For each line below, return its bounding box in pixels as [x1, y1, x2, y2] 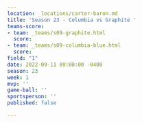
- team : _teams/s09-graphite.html [7, 29, 106, 36]
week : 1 [7, 74, 29, 81]
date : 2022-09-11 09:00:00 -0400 [7, 61, 103, 68]
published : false [7, 100, 57, 107]
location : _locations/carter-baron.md [7, 10, 118, 17]
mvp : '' [7, 80, 29, 87]
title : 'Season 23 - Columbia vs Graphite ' [7, 16, 137, 23]
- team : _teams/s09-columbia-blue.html [7, 42, 121, 49]
